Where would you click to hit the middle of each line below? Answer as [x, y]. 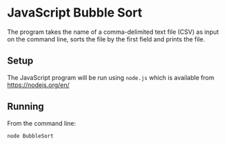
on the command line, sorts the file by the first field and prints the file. [106, 39]
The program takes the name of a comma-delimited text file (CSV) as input [113, 32]
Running [26, 107]
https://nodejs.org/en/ [39, 85]
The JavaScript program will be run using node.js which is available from [111, 77]
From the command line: [42, 123]
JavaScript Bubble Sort [75, 13]
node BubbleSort [30, 136]
